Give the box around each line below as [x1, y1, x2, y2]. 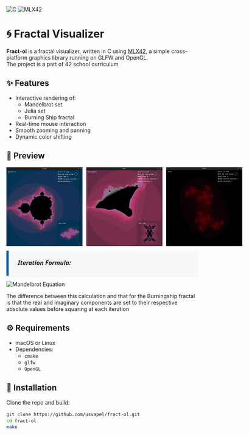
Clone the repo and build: [6, 398, 70, 406]
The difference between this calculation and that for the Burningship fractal [6, 293, 195, 300]
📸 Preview [6, 151, 45, 161]
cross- [171, 47, 188, 55]
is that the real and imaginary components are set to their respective [6, 299, 178, 307]
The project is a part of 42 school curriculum [6, 60, 119, 68]
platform [6, 54, 27, 61]
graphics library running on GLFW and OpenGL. [28, 54, 148, 61]
